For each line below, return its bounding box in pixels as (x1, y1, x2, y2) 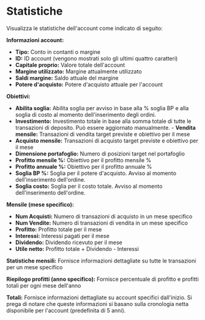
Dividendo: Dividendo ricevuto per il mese (15, 239, 122, 246)
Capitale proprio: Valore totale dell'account (15, 61, 125, 69)
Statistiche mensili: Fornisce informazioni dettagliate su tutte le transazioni (6, 257, 196, 264)
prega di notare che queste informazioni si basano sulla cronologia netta (6, 300, 188, 307)
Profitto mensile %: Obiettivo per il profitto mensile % (15, 156, 152, 163)
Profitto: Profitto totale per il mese (15, 225, 102, 233)
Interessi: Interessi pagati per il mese (15, 232, 110, 239)
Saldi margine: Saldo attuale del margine (15, 74, 119, 81)
